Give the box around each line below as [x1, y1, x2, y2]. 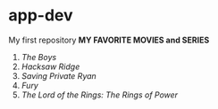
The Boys [21, 51, 57, 62]
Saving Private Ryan [21, 70, 97, 81]
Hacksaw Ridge [21, 61, 80, 72]
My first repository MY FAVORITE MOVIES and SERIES [8, 35, 210, 45]
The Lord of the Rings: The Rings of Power [21, 90, 179, 100]
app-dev [8, 5, 73, 26]
